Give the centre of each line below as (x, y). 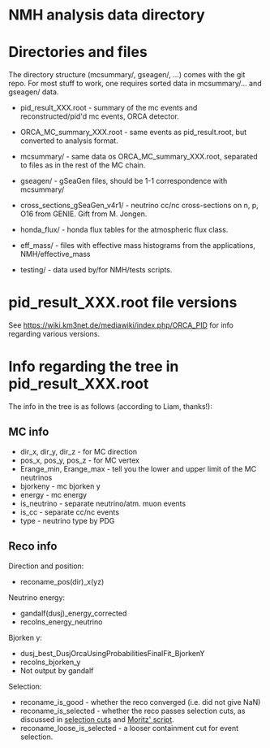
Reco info (33, 546)
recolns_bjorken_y (50, 662)
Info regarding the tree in (94, 367)
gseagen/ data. (34, 92)
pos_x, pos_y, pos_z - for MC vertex (80, 460)
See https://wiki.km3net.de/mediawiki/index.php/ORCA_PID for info (121, 325)
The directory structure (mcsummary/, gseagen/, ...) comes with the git (127, 75)
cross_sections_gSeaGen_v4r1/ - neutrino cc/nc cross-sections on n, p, (139, 206)
